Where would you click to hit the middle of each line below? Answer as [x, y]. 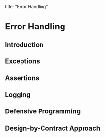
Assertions [22, 78]
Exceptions [22, 61]
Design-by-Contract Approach [53, 128]
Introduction [24, 44]
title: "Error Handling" [27, 7]
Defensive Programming [43, 111]
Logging [18, 95]
